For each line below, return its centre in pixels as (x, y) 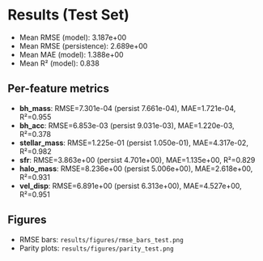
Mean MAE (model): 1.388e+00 (71, 54)
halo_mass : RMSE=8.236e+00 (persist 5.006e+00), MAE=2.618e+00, (136, 169)
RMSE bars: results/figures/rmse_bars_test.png (101, 239)
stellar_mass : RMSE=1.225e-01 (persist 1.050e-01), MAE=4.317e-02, (134, 143)
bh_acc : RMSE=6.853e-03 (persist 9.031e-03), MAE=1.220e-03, (127, 125)
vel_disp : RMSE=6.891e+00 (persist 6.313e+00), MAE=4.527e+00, (130, 186)
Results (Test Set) (69, 15)
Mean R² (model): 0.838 (59, 63)
